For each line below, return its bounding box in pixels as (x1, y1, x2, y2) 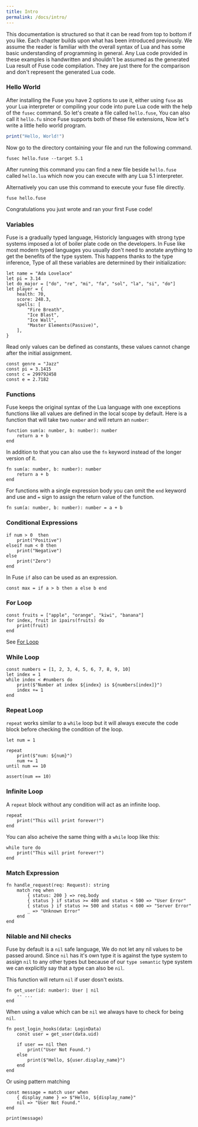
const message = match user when (6, 1090, 89, 1096)
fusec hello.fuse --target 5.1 (6, 155, 83, 161)
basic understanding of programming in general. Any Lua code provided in (6, 49, 188, 56)
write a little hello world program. (6, 122, 87, 129)
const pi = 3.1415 (6, 366, 51, 372)
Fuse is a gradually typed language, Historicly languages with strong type (6, 234, 185, 241)
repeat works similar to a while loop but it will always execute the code (6, 720, 178, 727)
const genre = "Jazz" (6, 361, 60, 367)
